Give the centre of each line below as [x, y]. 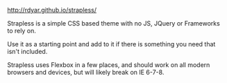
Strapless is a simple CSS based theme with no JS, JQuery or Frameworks [113, 23]
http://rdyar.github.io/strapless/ [52, 10]
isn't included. [27, 52]
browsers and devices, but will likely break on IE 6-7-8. [86, 72]
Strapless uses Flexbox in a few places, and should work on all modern [109, 65]
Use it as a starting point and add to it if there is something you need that [111, 44]
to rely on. [22, 31]
